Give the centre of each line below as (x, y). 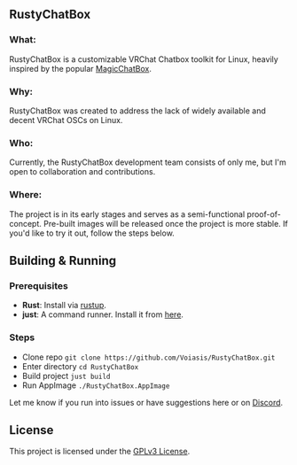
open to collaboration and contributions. (82, 172)
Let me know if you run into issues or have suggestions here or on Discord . (146, 402)
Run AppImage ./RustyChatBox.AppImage (96, 385)
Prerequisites (39, 285)
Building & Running (63, 260)
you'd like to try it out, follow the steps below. (92, 233)
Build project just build (66, 376)
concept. (26, 223)
